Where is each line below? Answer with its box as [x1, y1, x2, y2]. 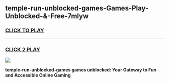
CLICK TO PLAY [5, 27, 44, 34]
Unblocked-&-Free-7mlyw [5, 12, 89, 21]
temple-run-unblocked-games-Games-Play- [5, 4, 149, 13]
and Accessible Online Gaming [5, 72, 71, 78]
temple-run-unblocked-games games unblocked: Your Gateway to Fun [5, 66, 157, 72]
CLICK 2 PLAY [5, 46, 40, 53]
